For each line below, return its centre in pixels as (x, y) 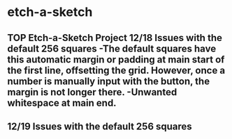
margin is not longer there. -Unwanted (92, 92)
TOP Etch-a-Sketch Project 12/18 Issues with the (115, 38)
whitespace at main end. (62, 103)
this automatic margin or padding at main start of (116, 59)
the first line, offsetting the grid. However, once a (116, 70)
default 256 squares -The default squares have (112, 48)
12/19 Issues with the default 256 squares (100, 126)
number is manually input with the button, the (109, 81)
